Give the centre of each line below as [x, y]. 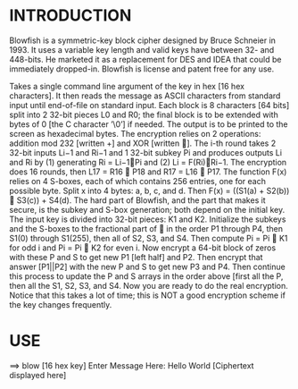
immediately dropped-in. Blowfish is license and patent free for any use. [142, 69]
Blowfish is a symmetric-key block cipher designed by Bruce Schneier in [143, 40]
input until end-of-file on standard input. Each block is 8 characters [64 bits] [149, 105]
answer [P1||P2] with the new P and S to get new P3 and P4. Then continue [147, 266]
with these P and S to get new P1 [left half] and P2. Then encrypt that [136, 257]
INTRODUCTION [70, 16]
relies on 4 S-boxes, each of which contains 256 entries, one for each [137, 181]
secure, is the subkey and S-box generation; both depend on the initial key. [147, 209]
